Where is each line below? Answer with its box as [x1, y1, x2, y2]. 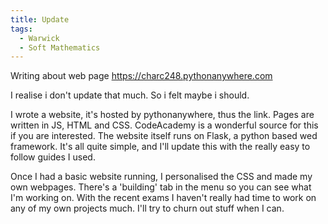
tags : [10, 24, 33, 34]
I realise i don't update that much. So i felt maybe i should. [10, 89, 250, 101]
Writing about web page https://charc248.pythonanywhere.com [10, 70, 273, 82]
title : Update [10, 14, 70, 25]
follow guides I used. [10, 151, 96, 163]
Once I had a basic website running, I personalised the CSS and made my [10, 171, 313, 183]
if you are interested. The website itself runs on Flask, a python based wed [10, 130, 318, 142]
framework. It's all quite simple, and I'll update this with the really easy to [10, 141, 311, 153]
